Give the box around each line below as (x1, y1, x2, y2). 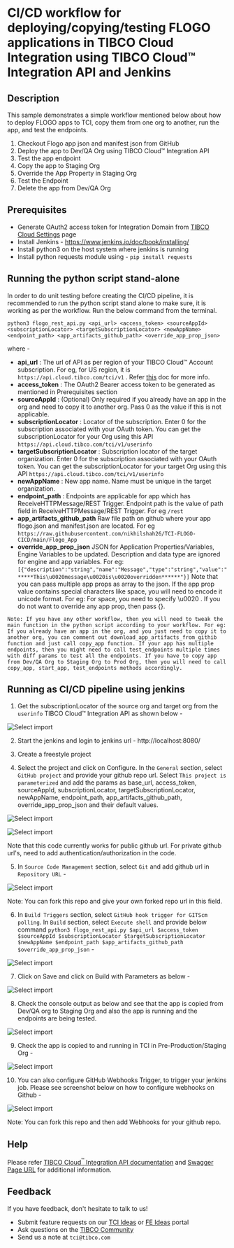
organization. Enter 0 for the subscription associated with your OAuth (17, 454, 217, 463)
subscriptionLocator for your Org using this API (17, 432, 154, 440)
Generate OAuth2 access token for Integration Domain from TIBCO (17, 223, 210, 231)
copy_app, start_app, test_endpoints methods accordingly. (7, 664, 183, 671)
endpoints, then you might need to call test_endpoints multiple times (7, 646, 220, 653)
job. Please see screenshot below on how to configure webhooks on (17, 1084, 215, 1092)
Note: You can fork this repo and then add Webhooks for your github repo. (7, 1118, 221, 1126)
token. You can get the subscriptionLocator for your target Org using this (17, 462, 227, 470)
